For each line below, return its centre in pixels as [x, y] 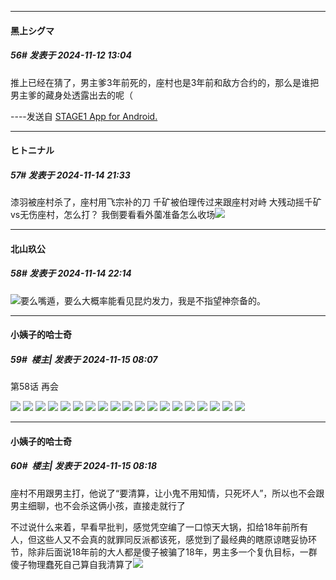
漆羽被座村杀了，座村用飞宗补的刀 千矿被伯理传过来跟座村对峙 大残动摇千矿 [166, 202]
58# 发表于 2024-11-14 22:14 [71, 273]
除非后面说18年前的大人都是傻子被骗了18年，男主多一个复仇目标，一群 [172, 552]
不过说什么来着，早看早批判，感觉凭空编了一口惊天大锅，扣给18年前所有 [159, 527]
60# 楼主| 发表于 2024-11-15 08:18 [84, 466]
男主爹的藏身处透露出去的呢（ [71, 95]
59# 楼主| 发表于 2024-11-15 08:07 [84, 359]
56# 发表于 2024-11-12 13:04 [71, 55]
